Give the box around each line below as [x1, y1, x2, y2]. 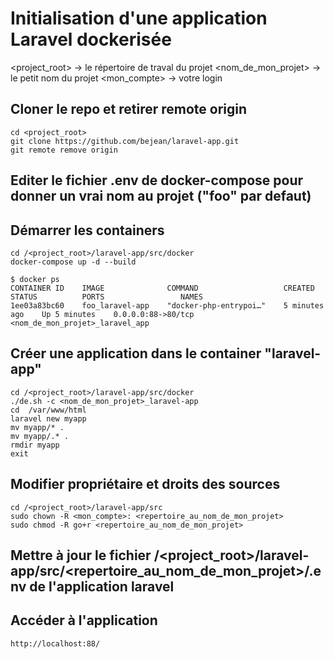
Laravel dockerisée [10, 28, 172, 51]
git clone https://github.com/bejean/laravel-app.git [10, 136, 240, 146]
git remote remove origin [10, 145, 118, 155]
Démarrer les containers [10, 222, 165, 239]
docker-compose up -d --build [10, 257, 137, 267]
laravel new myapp [10, 413, 87, 424]
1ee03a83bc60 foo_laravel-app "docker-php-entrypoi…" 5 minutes [10, 300, 325, 311]
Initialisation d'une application [10, 7, 268, 30]
